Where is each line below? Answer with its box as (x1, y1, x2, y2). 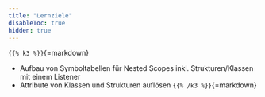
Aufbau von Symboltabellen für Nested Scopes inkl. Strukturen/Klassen (19, 64, 254, 73)
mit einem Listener (19, 72, 81, 82)
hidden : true (8, 26, 52, 34)
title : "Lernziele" (8, 11, 73, 20)
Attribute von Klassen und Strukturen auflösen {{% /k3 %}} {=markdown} (19, 80, 257, 90)
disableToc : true (8, 19, 66, 27)
